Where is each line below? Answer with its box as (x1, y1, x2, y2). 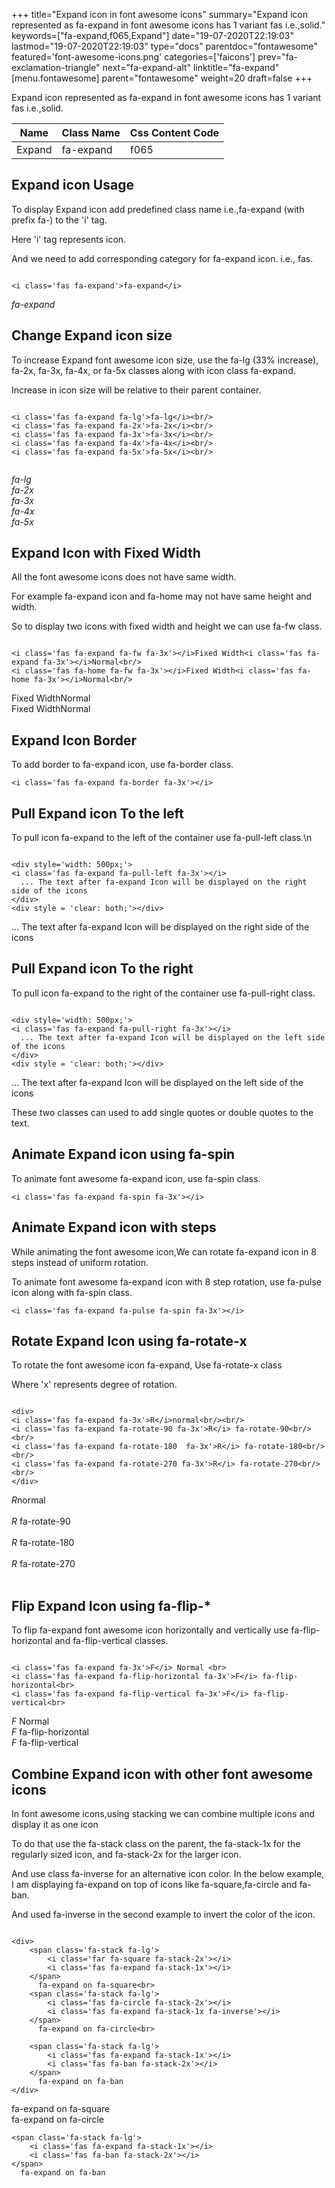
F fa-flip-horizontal (11, 1726, 90, 1738)
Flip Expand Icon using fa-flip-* (11, 1597, 212, 1614)
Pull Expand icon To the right (11, 960, 194, 978)
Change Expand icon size (11, 327, 173, 344)
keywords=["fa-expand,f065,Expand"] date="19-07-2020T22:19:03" (11, 30, 294, 41)
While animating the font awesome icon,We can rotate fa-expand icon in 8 (11, 1245, 317, 1258)
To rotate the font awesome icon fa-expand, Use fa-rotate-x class (11, 1359, 283, 1371)
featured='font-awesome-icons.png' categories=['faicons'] (11, 51, 256, 63)
